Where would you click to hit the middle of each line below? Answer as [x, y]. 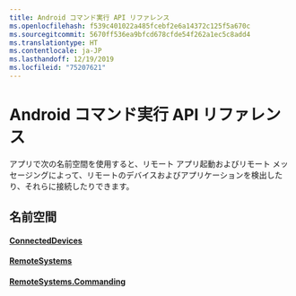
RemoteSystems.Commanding [68, 281]
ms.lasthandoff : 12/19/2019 [62, 59]
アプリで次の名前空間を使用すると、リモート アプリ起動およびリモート [140, 163]
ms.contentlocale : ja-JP [56, 51]
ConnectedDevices [46, 240]
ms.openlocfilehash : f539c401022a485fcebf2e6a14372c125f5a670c [130, 26]
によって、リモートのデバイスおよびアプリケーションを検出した [165, 175]
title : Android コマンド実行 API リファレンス [90, 17]
